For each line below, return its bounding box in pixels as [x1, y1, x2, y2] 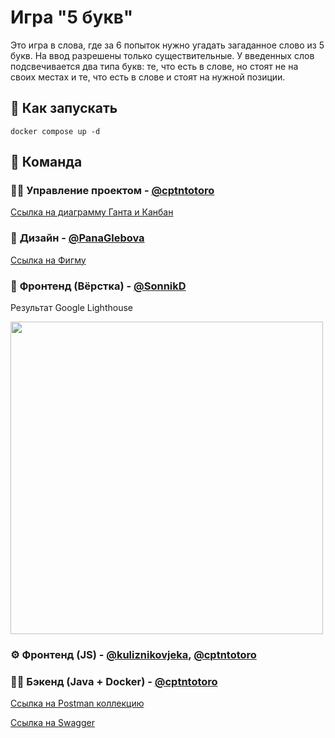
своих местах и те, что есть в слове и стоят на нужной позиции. [10, 71, 286, 83]
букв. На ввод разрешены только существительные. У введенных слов [10, 49, 315, 61]
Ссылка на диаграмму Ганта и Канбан [10, 206, 174, 218]
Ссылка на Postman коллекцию [10, 697, 145, 710]
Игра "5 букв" [10, 6, 134, 29]
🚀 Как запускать [10, 100, 118, 117]
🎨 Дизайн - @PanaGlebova [10, 231, 145, 245]
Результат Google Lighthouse [10, 302, 133, 314]
